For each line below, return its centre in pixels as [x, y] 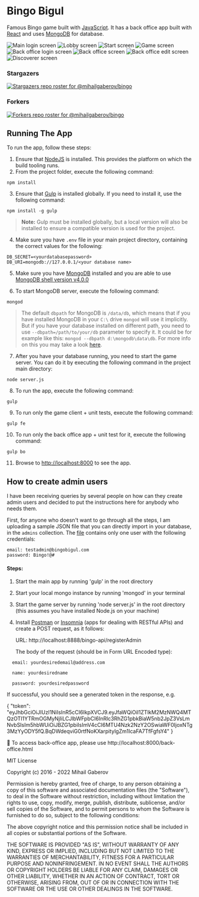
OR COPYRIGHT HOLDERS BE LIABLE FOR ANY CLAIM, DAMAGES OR [92, 870]
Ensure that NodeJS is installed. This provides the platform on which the [103, 159]
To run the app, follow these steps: [49, 148]
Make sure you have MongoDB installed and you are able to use [93, 273]
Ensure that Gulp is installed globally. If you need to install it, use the [98, 194]
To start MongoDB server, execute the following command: [87, 291]
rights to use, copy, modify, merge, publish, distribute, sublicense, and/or [96, 803]
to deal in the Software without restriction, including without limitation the [96, 796]
